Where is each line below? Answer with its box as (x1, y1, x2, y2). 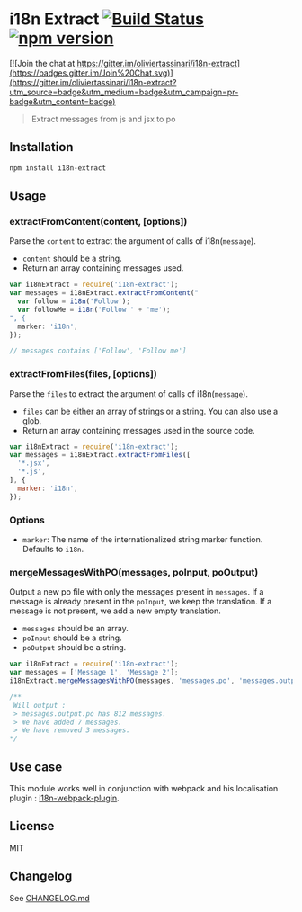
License (9, 818, 55, 834)
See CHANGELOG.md (9, 892, 90, 903)
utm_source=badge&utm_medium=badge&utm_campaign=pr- (9, 86, 239, 97)
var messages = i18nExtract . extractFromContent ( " (9, 289, 200, 298)
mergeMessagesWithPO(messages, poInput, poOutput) (9, 566, 259, 578)
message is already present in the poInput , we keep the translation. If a (9, 596, 272, 607)
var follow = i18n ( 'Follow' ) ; (17, 297, 130, 306)
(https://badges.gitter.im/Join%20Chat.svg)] (9, 67, 173, 78)
